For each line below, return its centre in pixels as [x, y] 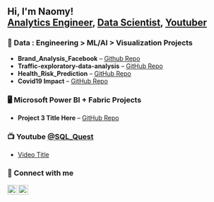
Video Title [33, 155]
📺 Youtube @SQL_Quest [50, 136]
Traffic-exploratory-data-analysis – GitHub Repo [90, 66]
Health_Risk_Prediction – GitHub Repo [75, 73]
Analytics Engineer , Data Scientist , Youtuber [107, 23]
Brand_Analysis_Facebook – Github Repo [79, 58]
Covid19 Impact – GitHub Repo [63, 81]
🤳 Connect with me [41, 173]
